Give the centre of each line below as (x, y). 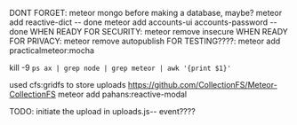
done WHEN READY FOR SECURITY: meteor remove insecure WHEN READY (149, 31)
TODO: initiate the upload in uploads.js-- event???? (102, 111)
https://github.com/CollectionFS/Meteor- (202, 85)
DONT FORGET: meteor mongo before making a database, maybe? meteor (146, 13)
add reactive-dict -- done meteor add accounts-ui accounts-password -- (143, 22)
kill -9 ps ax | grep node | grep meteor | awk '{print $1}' (120, 67)
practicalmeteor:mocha (52, 51)
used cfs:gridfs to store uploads (68, 85)
